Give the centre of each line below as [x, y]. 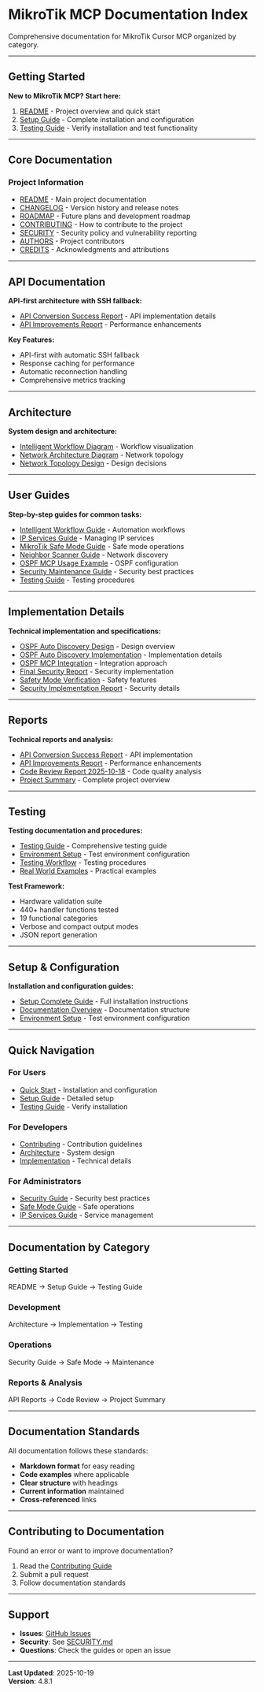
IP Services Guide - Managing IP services [87, 538]
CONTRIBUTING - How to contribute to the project [101, 224]
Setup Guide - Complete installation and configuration [107, 119]
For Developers [38, 1126]
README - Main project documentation [83, 199]
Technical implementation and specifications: [84, 631]
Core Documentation [60, 160]
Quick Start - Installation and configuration [88, 1089]
